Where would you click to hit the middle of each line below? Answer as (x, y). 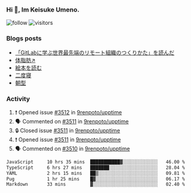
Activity (18, 99)
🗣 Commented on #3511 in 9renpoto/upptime (72, 121)
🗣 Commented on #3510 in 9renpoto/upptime (72, 148)
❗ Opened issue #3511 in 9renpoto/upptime (68, 139)
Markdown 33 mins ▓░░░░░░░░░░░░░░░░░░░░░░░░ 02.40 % (96, 185)
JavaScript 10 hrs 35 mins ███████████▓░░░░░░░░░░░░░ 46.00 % (96, 162)
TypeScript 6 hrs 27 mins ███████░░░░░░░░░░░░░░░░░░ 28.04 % (96, 168)
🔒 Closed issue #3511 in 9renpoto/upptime (67, 130)
